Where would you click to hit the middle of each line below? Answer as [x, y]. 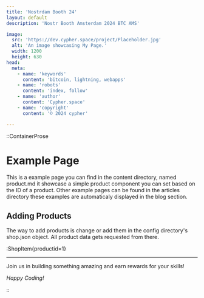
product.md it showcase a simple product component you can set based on [101, 184]
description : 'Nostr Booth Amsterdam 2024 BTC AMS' [73, 23]
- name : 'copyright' [43, 108]
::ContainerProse [27, 136]
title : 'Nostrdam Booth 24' [42, 12]
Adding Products [39, 216]
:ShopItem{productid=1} [36, 249]
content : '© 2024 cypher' [55, 113]
